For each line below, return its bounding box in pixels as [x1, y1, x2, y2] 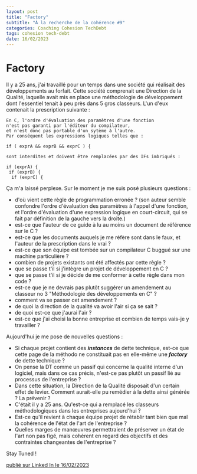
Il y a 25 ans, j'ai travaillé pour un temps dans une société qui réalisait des [6, 81, 185, 88]
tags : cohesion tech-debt [6, 31, 70, 37]
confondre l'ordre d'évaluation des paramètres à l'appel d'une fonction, [14, 202, 189, 210]
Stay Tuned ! [6, 450, 37, 457]
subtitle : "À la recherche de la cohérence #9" [6, 19, 126, 25]
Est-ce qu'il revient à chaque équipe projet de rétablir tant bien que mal [14, 413, 188, 420]
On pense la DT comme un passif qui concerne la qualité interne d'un [14, 363, 183, 370]
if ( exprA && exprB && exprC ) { [6, 143, 91, 149]
